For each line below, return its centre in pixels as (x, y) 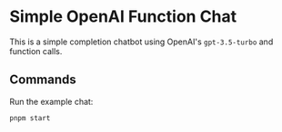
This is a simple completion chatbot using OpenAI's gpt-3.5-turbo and (141, 42)
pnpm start (30, 118)
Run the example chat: (51, 101)
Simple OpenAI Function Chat (123, 17)
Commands (43, 80)
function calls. (36, 51)
